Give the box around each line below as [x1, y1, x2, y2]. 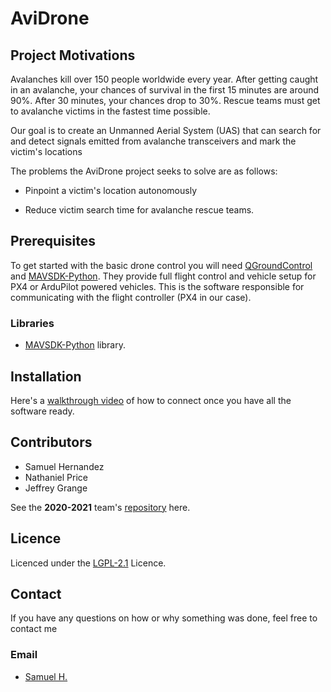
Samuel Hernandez [24, 460, 105, 472]
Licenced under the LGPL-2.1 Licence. [10, 557, 167, 569]
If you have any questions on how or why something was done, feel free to [10, 612, 318, 624]
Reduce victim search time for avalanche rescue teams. [24, 204, 255, 216]
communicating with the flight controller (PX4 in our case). [10, 291, 252, 303]
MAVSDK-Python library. [24, 339, 126, 351]
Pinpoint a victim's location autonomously [24, 185, 198, 196]
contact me [10, 623, 58, 635]
